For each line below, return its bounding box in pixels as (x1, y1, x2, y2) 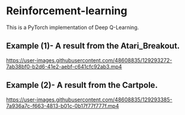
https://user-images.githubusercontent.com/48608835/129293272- (6, 56, 173, 63)
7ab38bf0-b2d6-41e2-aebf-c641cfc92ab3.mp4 (6, 63, 123, 70)
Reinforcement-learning (6, 4, 127, 18)
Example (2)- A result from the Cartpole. (6, 80, 158, 90)
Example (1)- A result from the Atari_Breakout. (6, 41, 180, 51)
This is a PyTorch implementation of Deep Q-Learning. (6, 24, 139, 31)
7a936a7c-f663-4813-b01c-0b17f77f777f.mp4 (6, 102, 119, 109)
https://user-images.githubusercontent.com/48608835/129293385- (6, 96, 173, 103)
